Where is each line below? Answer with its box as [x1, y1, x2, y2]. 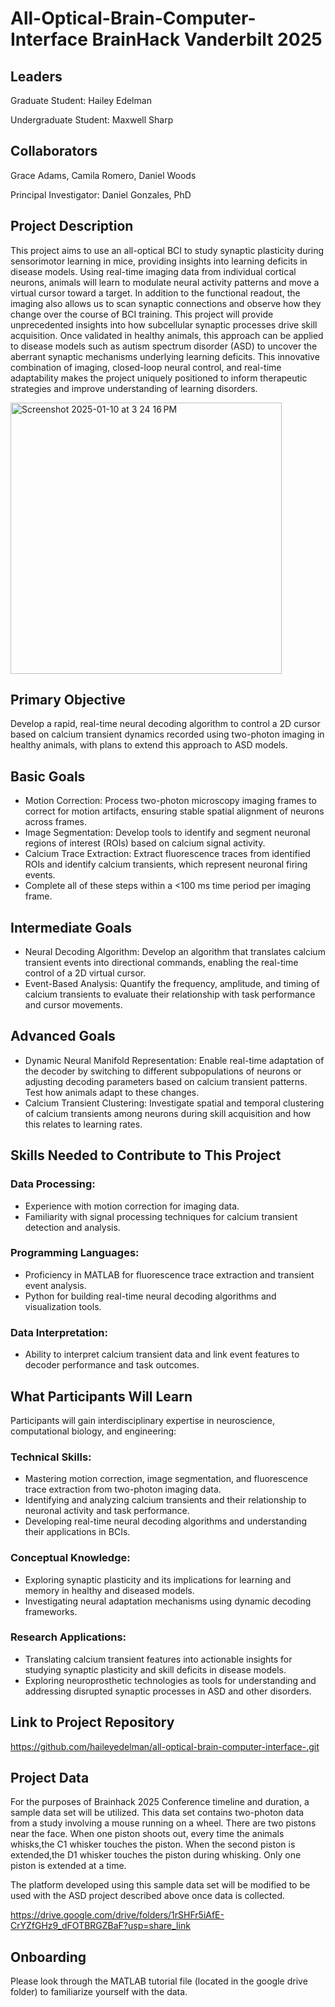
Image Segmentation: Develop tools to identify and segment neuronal [24, 827, 311, 839]
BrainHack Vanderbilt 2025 [91, 28, 323, 51]
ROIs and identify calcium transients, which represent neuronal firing [24, 858, 308, 871]
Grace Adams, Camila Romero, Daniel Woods [10, 169, 197, 181]
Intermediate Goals [10, 919, 132, 936]
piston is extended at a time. [10, 1860, 127, 1872]
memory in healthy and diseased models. [24, 1584, 195, 1596]
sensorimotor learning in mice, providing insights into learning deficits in [10, 255, 308, 267]
